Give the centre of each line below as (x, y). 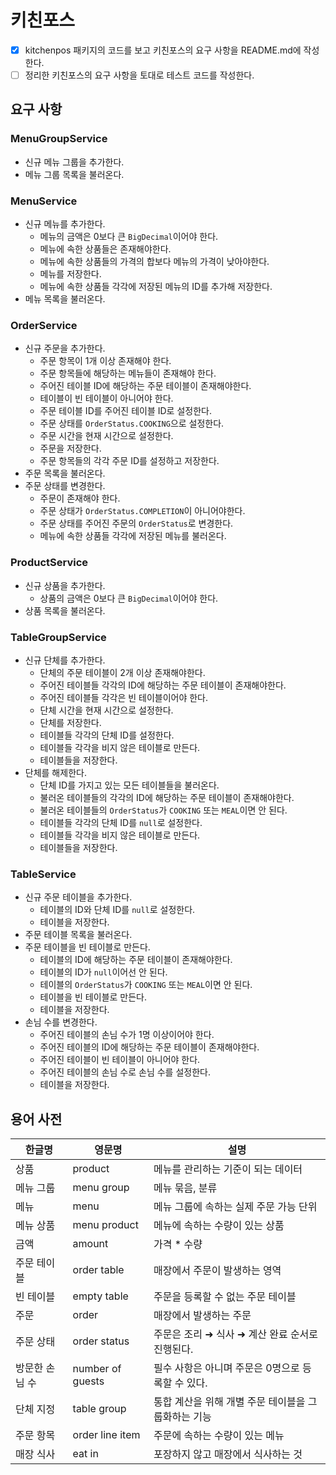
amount (90, 1244)
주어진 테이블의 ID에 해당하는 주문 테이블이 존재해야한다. (149, 1047)
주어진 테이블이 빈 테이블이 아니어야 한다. (120, 1060)
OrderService (44, 325)
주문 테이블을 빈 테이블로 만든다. (87, 947)
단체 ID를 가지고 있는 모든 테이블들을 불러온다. (129, 785)
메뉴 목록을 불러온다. (65, 299)
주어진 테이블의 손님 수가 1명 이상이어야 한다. (127, 1035)
